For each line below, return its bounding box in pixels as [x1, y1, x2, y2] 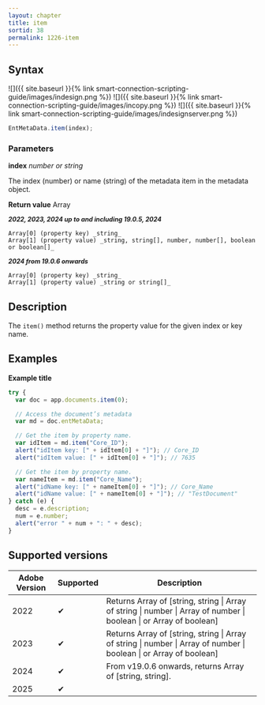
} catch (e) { [8, 497, 55, 506]
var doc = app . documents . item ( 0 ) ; [15, 396, 129, 404]
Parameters [8, 143, 54, 154]
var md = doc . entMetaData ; [15, 417, 104, 425]
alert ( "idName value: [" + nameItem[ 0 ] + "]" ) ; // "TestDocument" [15, 490, 238, 498]
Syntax [8, 62, 44, 76]
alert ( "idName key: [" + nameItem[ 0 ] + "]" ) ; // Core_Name [15, 483, 214, 491]
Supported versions [8, 549, 108, 562]
